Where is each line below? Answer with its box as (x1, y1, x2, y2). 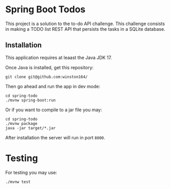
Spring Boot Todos (5, 4, 86, 15)
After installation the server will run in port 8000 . (5, 134, 106, 140)
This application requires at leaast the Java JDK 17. (5, 54, 112, 60)
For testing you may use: (5, 169, 57, 175)
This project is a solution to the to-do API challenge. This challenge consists (5, 20, 165, 27)
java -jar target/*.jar (5, 125, 56, 131)
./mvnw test (5, 179, 31, 184)
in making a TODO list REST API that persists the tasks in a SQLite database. (5, 26, 165, 32)
